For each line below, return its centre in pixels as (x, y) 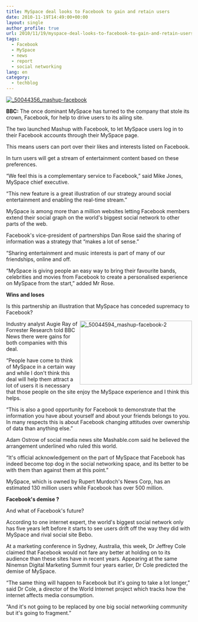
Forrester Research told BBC (41, 330)
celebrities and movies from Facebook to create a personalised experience (97, 277)
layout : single (25, 22)
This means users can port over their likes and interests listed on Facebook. (98, 146)
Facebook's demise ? (33, 499)
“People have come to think (40, 360)
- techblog (25, 83)
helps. (14, 398)
